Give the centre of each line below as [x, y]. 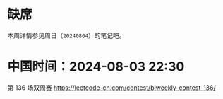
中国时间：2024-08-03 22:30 [96, 67]
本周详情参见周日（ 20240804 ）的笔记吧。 [66, 35]
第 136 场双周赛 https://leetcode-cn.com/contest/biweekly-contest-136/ [112, 87]
